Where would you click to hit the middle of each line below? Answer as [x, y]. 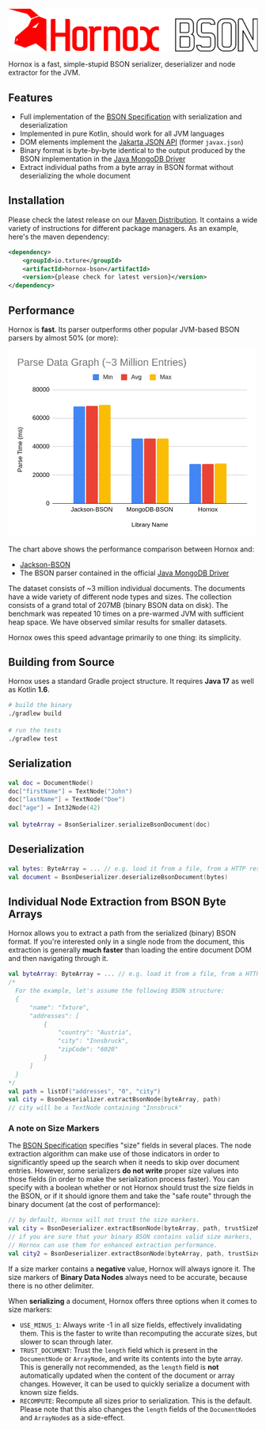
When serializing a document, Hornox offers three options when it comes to [133, 1301]
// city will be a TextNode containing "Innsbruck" [95, 1108]
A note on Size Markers [54, 1128]
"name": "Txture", [59, 1007]
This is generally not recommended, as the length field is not [119, 1367]
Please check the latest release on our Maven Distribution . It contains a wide [133, 220]
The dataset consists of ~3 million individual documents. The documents [127, 588]
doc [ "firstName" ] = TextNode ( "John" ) [70, 791]
